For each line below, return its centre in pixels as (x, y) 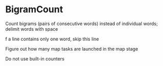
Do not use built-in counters (35, 59)
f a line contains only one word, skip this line (52, 39)
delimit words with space (32, 29)
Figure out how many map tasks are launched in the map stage (72, 49)
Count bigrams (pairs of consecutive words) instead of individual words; (81, 24)
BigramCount (34, 9)
